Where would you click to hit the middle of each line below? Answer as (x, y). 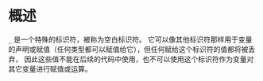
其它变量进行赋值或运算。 (50, 68)
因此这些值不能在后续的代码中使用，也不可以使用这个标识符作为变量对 (139, 59)
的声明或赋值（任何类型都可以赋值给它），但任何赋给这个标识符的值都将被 (128, 49)
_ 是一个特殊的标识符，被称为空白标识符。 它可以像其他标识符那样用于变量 (130, 39)
